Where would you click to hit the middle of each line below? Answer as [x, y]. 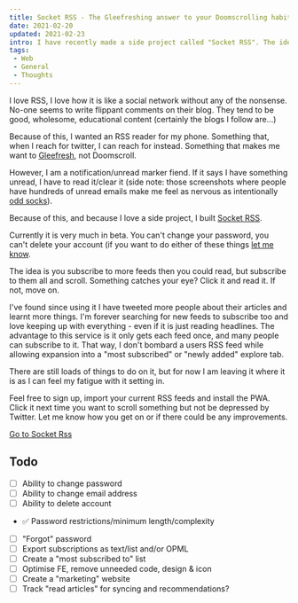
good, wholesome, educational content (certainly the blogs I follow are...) [143, 119]
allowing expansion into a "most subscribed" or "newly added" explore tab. [146, 354]
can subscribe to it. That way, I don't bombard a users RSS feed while [137, 345]
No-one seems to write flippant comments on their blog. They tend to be [142, 110]
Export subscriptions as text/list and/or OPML [105, 548]
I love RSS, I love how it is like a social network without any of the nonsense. [148, 100]
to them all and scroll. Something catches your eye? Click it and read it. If [142, 280]
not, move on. [34, 290]
